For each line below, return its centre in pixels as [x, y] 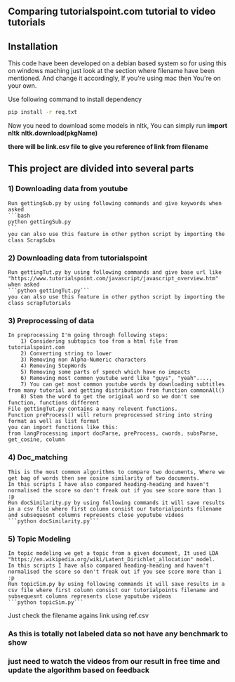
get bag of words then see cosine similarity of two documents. [104, 478]
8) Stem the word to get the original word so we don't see [110, 397]
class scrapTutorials [40, 303]
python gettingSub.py [40, 222]
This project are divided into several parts [101, 169]
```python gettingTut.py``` [49, 291]
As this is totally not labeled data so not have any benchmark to [118, 634]
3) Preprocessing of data [51, 320]
